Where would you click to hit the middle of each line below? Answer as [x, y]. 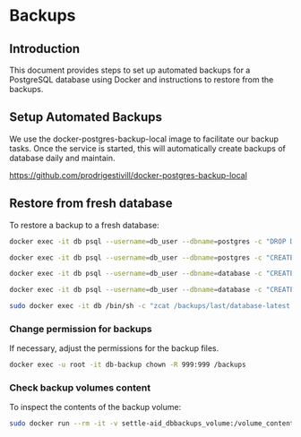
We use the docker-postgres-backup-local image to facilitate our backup [144, 139]
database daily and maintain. [62, 158]
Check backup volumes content [80, 388]
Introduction [45, 49]
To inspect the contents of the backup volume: [95, 407]
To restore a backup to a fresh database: [84, 225]
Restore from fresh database [91, 204]
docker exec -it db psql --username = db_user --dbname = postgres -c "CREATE [152, 257]
